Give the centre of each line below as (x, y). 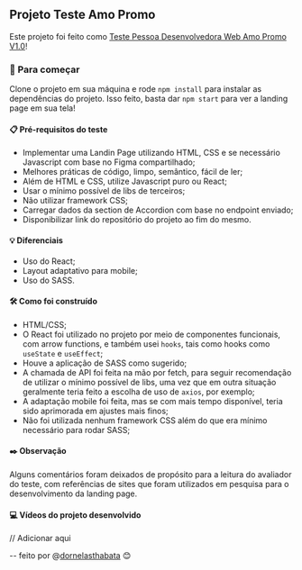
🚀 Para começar (45, 69)
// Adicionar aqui (40, 538)
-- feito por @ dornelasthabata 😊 (70, 556)
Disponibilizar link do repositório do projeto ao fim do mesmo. (137, 220)
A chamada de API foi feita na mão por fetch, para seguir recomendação (157, 372)
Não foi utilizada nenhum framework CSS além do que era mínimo (145, 420)
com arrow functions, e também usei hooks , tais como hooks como (146, 344)
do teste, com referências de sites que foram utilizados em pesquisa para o (149, 484)
